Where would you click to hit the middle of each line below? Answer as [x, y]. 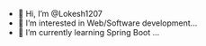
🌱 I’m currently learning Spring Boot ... [89, 32]
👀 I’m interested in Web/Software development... [107, 23]
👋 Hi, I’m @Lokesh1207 [60, 14]
